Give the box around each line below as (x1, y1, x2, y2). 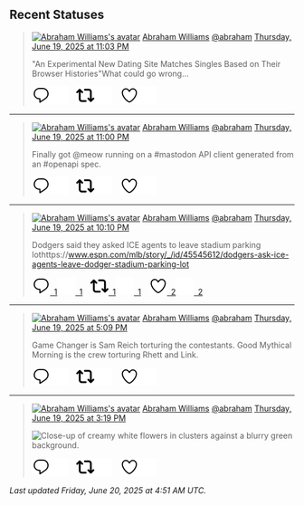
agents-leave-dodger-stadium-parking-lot (31, 258, 190, 270)
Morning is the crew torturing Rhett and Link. (31, 348, 199, 360)
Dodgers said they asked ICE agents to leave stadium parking (31, 239, 261, 250)
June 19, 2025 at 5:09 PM (31, 321, 128, 333)
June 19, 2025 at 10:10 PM (31, 222, 129, 233)
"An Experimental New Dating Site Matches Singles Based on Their (31, 58, 281, 69)
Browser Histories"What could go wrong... (31, 68, 190, 79)
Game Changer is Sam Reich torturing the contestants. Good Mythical (31, 339, 292, 350)
